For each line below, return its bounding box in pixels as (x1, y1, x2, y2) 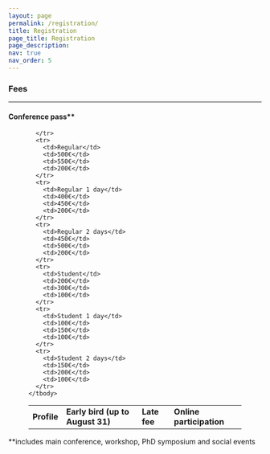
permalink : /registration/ (8, 19, 99, 27)
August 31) (66, 416, 111, 427)
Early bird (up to (66, 407, 130, 418)
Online (174, 407, 200, 418)
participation (174, 416, 225, 427)
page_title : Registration (8, 34, 95, 43)
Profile (32, 411, 59, 423)
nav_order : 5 (8, 57, 52, 65)
